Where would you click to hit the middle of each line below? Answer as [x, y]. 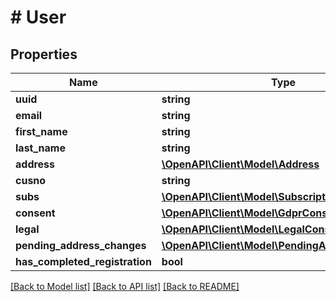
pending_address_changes [81, 245]
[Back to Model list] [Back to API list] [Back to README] [125, 286]
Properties [44, 54]
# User [38, 17]
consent [35, 213]
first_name [41, 131]
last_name [40, 148]
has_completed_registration [83, 261]
